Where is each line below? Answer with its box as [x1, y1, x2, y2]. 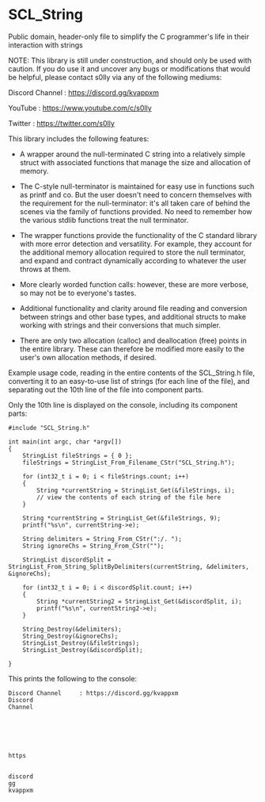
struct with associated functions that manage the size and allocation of [19, 157, 251, 167]
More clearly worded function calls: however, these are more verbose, [19, 279, 249, 289]
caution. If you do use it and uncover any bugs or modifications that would [8, 63, 251, 73]
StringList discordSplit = [22, 555, 112, 564]
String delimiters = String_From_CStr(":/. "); [22, 535, 182, 543]
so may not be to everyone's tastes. [19, 288, 137, 297]
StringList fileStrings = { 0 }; [22, 451, 133, 459]
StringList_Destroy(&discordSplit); [22, 646, 144, 654]
